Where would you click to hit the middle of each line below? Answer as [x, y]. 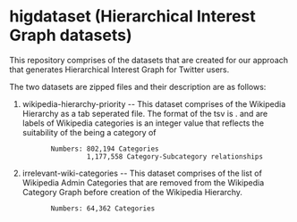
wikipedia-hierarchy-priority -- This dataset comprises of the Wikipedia [154, 103]
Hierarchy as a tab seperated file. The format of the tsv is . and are [145, 113]
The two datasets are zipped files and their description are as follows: [138, 86]
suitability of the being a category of [89, 132]
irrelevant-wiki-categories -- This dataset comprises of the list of [142, 173]
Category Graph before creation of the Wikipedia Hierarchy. [132, 192]
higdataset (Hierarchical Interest [133, 16]
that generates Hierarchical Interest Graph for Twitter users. [119, 70]
